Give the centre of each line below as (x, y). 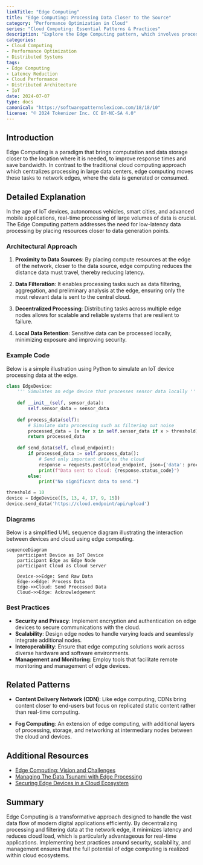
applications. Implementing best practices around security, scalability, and (99, 842)
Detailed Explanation (46, 197)
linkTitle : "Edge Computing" (43, 12)
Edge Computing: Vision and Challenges (65, 770)
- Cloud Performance (32, 79)
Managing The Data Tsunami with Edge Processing (79, 777)
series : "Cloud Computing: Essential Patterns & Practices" (84, 29)
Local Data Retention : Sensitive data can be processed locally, (93, 333)
